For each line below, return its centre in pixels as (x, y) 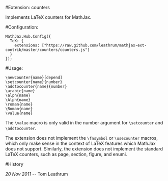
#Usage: (14, 68)
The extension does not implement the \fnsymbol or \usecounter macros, (81, 138)
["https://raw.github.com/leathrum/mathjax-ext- (94, 45)
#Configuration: (22, 27)
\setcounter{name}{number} (34, 82)
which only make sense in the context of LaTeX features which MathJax (81, 143)
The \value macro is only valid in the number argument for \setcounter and (84, 123)
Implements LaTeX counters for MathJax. (48, 17)
